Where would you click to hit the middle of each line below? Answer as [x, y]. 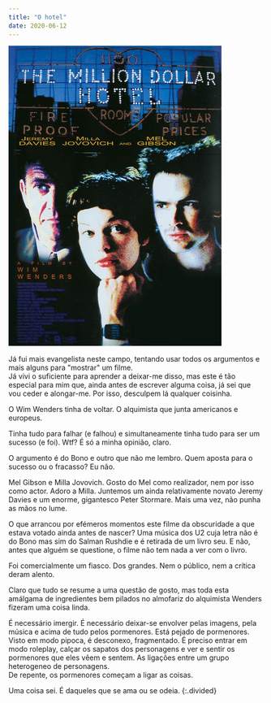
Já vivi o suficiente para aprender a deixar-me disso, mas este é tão [122, 376]
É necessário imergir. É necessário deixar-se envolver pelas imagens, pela [133, 623]
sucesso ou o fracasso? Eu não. [62, 466]
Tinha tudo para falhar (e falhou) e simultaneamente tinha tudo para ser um [134, 433]
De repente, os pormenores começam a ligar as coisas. [101, 675]
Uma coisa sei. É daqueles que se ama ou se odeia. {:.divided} [113, 690]
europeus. [26, 418]
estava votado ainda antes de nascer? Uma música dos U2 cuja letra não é [133, 532]
